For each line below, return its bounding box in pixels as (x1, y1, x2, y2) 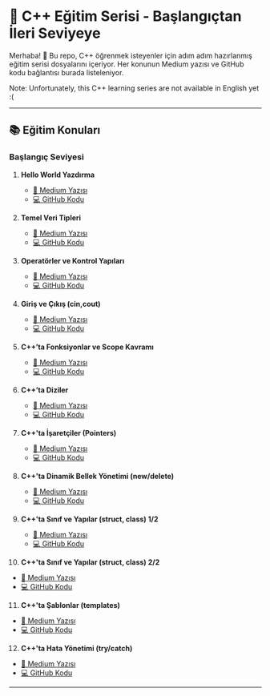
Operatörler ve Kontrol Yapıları (20, 255, 125, 265)
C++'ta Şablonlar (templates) (20, 600, 121, 610)
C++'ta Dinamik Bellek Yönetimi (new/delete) (20, 471, 175, 481)
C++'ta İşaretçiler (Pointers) (20, 428, 117, 437)
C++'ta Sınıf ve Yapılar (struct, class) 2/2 (20, 557, 160, 567)
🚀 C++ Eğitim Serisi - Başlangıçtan (9, 7, 242, 26)
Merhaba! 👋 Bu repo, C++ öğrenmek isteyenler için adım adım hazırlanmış (9, 50, 253, 60)
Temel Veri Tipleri (20, 212, 82, 223)
